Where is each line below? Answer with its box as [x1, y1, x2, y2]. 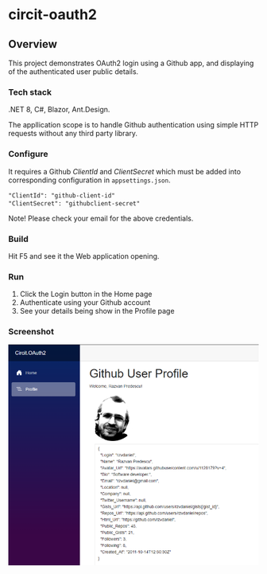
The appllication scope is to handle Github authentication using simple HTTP [8, 120, 259, 130]
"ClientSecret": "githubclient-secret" [8, 199, 141, 208]
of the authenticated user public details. [8, 67, 139, 76]
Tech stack [8, 86, 52, 97]
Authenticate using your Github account [19, 298, 151, 307]
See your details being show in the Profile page [19, 307, 175, 316]
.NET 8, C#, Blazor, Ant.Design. [8, 105, 110, 115]
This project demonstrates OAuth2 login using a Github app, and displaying [8, 58, 254, 68]
